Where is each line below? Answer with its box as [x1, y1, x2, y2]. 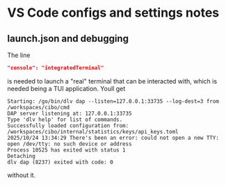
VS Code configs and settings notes [7, 5, 220, 21]
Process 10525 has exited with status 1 [7, 146, 127, 154]
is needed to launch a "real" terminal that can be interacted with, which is [7, 77, 218, 85]
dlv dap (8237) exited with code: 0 [7, 159, 113, 166]
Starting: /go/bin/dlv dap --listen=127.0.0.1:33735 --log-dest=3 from [7, 97, 219, 105]
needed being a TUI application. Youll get [7, 84, 126, 92]
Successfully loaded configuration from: [7, 122, 129, 129]
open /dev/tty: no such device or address [7, 140, 132, 147]
